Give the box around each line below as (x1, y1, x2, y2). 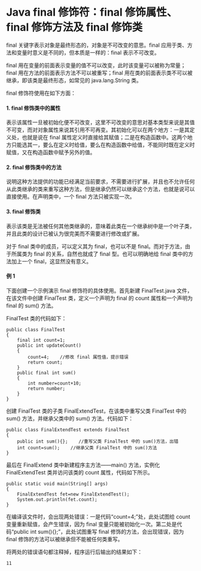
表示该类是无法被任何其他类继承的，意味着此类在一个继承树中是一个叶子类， (6, 223, 195, 230)
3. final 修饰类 (6, 208, 41, 215)
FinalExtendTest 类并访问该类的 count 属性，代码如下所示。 (6, 468, 154, 476)
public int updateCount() (17, 342, 82, 348)
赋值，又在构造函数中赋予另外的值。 (6, 149, 96, 156)
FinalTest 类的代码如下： (6, 314, 67, 321)
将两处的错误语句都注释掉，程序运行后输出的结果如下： (6, 548, 142, 555)
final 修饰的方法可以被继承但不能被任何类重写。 (6, 535, 124, 543)
